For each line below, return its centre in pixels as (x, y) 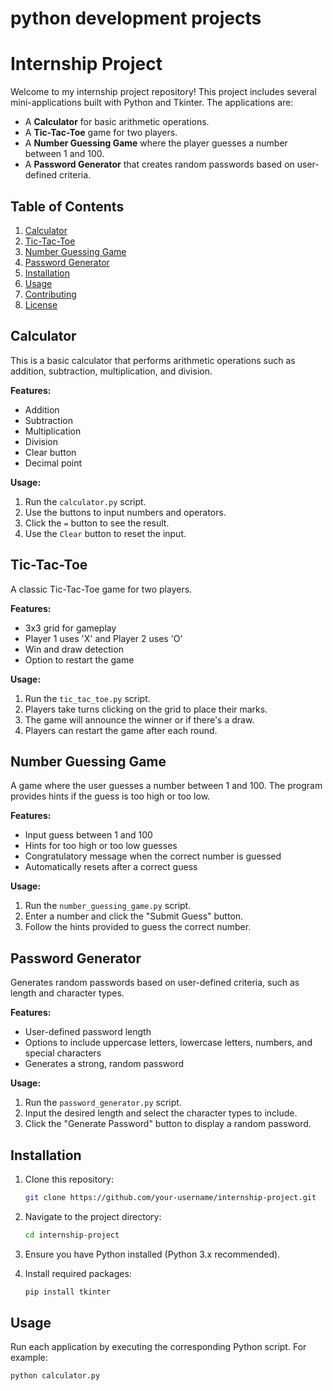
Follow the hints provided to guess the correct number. (138, 927)
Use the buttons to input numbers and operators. (125, 512)
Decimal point (53, 463)
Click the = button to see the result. (97, 523)
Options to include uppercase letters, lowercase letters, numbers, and (168, 1043)
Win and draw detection (74, 649)
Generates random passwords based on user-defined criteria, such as (155, 983)
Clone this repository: (69, 1179)
